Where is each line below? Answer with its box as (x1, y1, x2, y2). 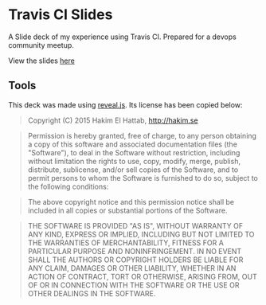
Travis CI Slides (8, 6, 113, 24)
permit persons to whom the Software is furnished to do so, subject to (27, 173, 259, 182)
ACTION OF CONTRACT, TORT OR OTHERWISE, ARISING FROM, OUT (27, 272, 257, 281)
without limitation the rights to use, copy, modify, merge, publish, (27, 156, 241, 166)
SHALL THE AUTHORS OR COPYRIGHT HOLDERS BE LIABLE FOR (27, 255, 244, 264)
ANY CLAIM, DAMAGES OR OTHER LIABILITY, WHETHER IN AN (27, 263, 237, 272)
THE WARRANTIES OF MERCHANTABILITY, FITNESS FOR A (27, 237, 225, 248)
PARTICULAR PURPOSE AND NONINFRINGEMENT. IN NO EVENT (27, 246, 242, 256)
